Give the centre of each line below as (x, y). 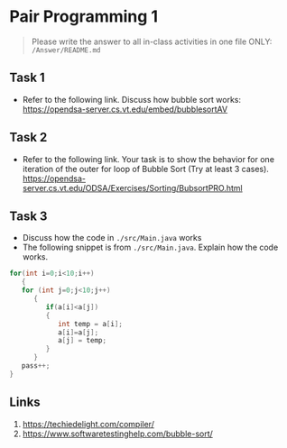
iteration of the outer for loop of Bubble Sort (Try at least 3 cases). (145, 169)
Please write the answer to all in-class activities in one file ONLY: (152, 41)
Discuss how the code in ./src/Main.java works (112, 238)
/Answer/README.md (66, 50)
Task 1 (27, 78)
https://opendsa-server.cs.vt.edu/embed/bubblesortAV (125, 109)
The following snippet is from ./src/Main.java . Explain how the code (150, 247)
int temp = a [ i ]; (90, 324)
